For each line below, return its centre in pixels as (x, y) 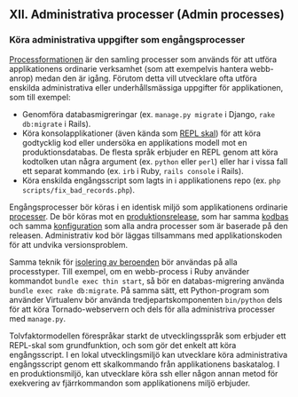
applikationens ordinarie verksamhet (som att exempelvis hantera (129, 68)
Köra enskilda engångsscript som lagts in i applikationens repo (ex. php (151, 180)
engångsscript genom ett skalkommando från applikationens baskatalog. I (145, 364)
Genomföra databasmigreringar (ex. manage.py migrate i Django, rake (149, 114)
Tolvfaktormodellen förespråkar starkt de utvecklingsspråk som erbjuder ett (148, 336)
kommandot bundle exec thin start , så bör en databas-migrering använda (147, 281)
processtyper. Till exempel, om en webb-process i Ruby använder (129, 271)
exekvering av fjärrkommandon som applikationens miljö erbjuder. (130, 383)
